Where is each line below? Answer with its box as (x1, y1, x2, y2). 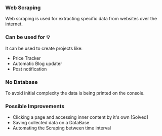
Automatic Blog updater (12, 60, 62, 66)
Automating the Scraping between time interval (12, 125, 111, 131)
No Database (5, 78, 38, 85)
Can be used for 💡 (5, 33, 51, 41)
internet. (5, 21, 23, 27)
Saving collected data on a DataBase (12, 120, 90, 126)
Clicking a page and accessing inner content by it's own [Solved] (12, 114, 148, 120)
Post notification (12, 65, 47, 72)
